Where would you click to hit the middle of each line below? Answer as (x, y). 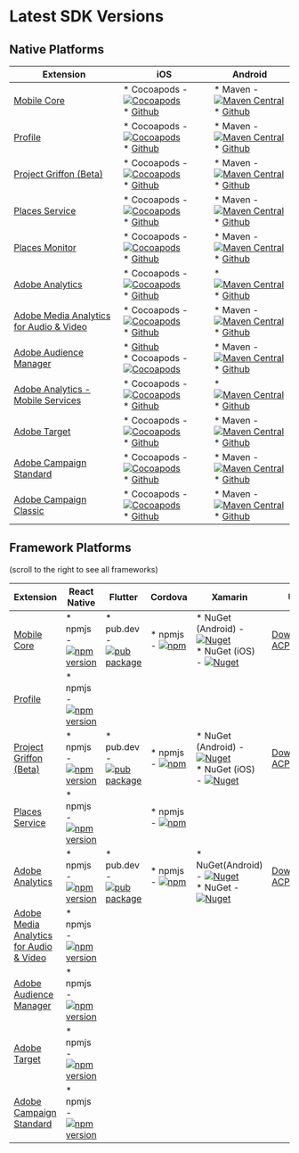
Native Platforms (57, 49)
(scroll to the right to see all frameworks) (84, 569)
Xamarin (230, 597)
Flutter (123, 597)
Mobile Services (48, 400)
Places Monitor (45, 247)
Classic (29, 511)
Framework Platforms (70, 548)
